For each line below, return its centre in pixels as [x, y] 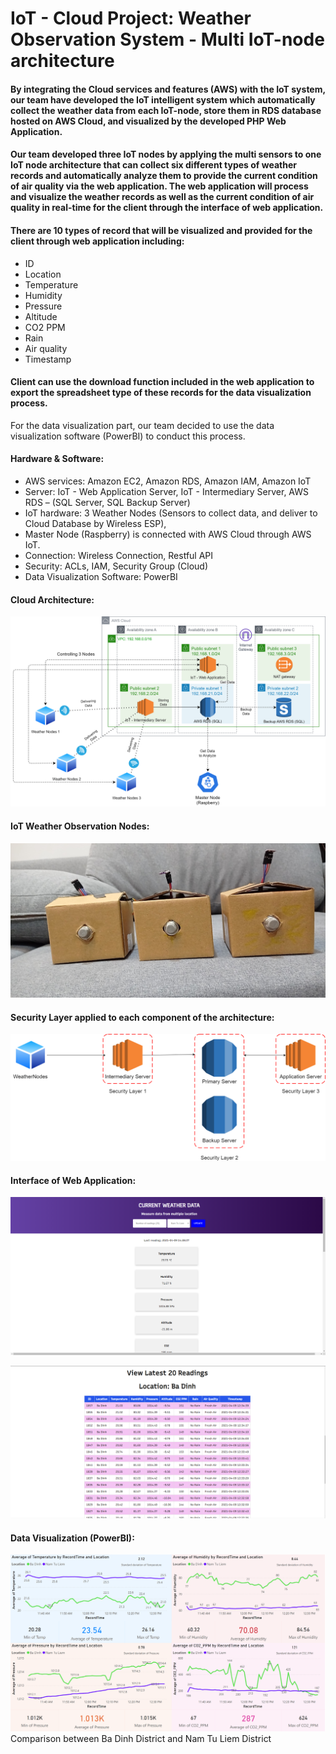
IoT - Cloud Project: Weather [131, 18]
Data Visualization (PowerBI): [72, 1538]
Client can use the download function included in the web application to [162, 382]
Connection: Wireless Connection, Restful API [119, 555]
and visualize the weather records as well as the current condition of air [162, 197]
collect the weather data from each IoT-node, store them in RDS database [166, 110]
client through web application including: [97, 241]
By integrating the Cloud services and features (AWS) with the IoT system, [168, 89]
